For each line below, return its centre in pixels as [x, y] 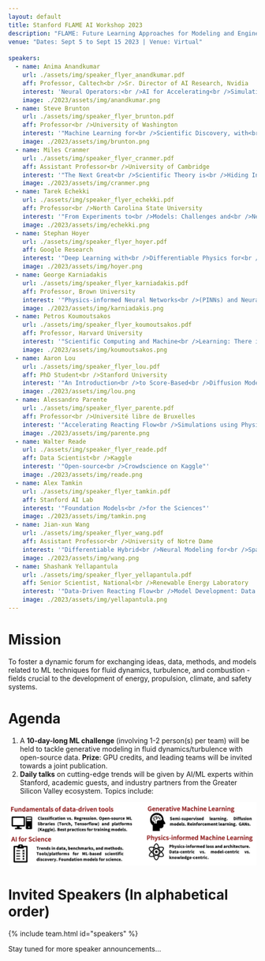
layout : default [35, 17]
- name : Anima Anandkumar [58, 67]
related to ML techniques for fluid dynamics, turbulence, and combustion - [129, 670]
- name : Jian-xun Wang [52, 525]
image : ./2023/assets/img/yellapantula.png [95, 600]
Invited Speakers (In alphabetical [118, 895]
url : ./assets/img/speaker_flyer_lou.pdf [91, 366]
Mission [35, 640]
